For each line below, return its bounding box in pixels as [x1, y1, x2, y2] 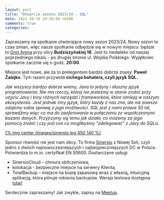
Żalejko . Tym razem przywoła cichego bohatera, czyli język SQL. [5, 75, 138, 80]
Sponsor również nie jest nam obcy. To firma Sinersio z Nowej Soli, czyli [5, 139, 150, 145]
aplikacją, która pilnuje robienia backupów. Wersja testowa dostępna [12, 175, 151, 181]
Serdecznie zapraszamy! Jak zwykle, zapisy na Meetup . [5, 190, 118, 196]
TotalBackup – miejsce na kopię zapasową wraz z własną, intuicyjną [12, 170, 150, 175]
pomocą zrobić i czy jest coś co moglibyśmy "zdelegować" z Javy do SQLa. [5, 121, 159, 126]
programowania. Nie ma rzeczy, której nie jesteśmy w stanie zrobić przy [5, 89, 151, 95]
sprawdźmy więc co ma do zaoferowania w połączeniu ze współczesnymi [5, 110, 155, 116]
